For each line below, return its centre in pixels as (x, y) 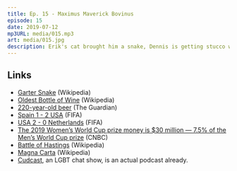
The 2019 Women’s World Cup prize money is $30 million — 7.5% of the (122, 130)
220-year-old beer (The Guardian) (67, 107)
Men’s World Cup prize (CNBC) (62, 137)
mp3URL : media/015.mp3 (41, 34)
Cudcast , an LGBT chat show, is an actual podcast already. (103, 160)
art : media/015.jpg (36, 40)
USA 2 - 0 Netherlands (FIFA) (60, 122)
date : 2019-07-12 (33, 27)
